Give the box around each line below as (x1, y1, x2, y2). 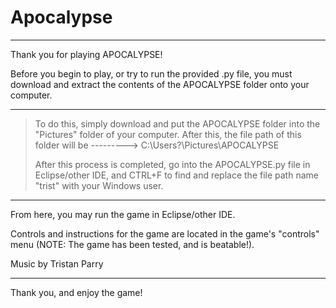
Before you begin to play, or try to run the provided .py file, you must (10, 67, 293, 80)
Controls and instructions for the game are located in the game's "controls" (10, 227, 320, 240)
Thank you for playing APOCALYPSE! (10, 48, 163, 60)
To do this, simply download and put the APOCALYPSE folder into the (34, 117, 321, 130)
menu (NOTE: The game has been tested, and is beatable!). (10, 238, 255, 250)
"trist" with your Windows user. (34, 179, 164, 191)
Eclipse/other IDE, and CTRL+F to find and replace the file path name (34, 169, 319, 181)
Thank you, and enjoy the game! (10, 286, 143, 298)
